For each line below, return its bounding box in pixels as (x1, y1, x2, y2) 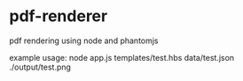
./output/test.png (9, 62, 71, 72)
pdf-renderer (9, 6, 108, 26)
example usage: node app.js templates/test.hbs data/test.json (9, 52, 235, 63)
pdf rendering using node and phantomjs (9, 35, 159, 46)
